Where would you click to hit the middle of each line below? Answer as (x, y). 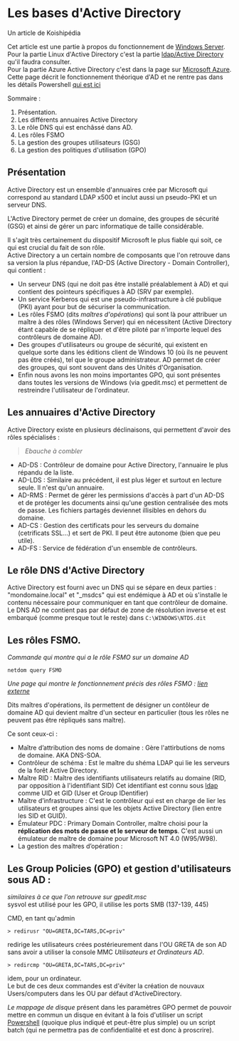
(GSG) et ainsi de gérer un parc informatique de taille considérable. (106, 226)
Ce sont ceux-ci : (33, 734)
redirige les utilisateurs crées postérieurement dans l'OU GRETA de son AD (117, 944)
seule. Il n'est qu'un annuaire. (61, 487)
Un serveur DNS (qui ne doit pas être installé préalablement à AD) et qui (123, 284)
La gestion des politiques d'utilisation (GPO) (82, 150)
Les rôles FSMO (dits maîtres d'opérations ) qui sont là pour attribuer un (122, 314)
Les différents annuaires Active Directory (78, 120)
